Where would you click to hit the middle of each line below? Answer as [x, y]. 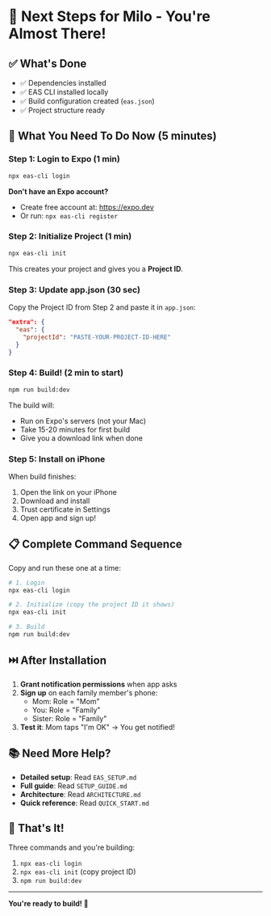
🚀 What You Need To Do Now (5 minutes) [113, 136]
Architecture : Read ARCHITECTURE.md [80, 794]
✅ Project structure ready [63, 110]
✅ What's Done [48, 63]
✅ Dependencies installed [63, 83]
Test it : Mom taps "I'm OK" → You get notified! [98, 727]
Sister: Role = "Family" [69, 718]
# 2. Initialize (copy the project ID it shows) [92, 605]
